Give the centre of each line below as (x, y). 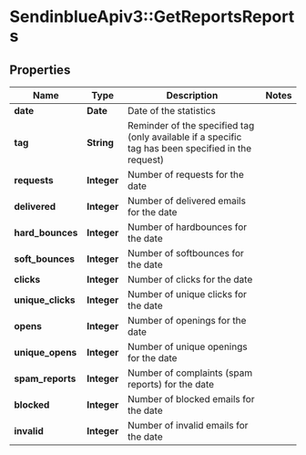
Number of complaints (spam (190, 373)
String (100, 143)
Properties (40, 70)
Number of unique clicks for (187, 294)
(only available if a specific (184, 137)
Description (192, 95)
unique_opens (46, 352)
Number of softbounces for (185, 253)
